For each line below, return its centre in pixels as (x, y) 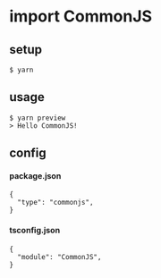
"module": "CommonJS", (59, 257)
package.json (35, 175)
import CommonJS (81, 17)
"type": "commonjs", (55, 203)
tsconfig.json (35, 230)
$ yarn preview (38, 118)
